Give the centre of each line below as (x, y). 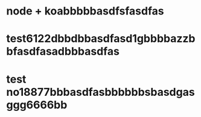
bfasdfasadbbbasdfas (63, 52)
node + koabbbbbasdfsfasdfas (85, 11)
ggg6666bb (37, 105)
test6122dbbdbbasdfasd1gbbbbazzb (101, 39)
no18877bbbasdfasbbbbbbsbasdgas (101, 92)
